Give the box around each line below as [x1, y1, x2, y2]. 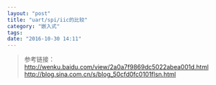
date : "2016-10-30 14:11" [7, 36, 81, 42]
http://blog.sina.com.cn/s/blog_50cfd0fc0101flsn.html [23, 70, 176, 79]
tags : [7, 29, 23, 36]
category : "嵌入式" [7, 23, 60, 29]
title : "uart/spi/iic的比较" [7, 16, 88, 23]
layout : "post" [7, 10, 51, 17]
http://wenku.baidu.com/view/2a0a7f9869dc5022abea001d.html [23, 63, 209, 71]
